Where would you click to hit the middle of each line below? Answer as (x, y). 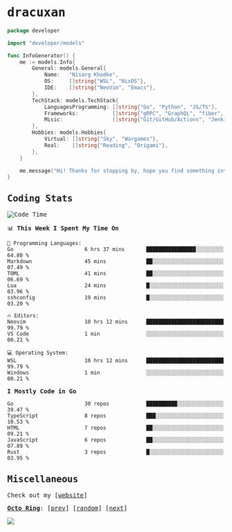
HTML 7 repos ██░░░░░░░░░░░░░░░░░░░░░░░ (116, 428)
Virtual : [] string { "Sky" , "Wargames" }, (101, 139)
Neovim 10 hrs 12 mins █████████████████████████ (116, 322)
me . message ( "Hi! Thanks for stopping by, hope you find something (117, 170)
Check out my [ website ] (47, 495)
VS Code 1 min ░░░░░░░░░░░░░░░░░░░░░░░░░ (116, 334)
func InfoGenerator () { (41, 56)
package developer (33, 30)
